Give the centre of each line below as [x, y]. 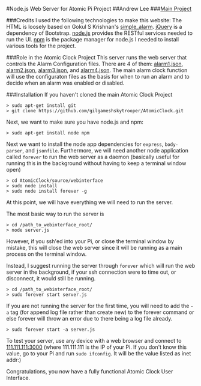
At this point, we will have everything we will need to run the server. [90, 202]
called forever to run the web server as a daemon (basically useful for [93, 157]
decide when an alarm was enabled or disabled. [65, 83]
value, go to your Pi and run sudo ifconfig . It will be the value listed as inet [99, 353]
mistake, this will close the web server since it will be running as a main [94, 248]
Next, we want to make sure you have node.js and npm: [75, 122]
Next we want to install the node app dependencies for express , [85, 144]
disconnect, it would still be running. [51, 278]
